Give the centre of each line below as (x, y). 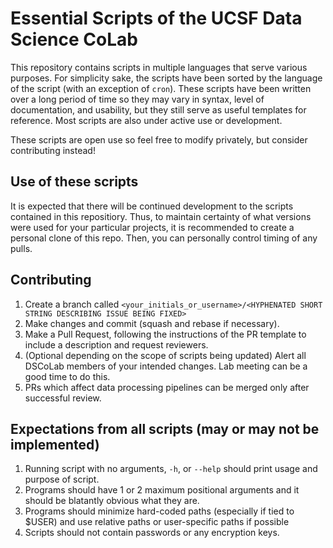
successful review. (63, 398)
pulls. (21, 248)
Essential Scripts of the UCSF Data (156, 18)
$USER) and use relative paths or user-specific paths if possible (157, 522)
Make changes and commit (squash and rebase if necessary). (152, 323)
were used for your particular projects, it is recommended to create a (152, 227)
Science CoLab (74, 39)
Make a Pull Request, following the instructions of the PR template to (165, 334)
